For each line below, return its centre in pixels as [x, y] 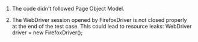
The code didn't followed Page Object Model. [68, 9]
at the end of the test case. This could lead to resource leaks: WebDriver [102, 26]
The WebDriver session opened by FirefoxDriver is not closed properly [99, 20]
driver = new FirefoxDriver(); [47, 33]
